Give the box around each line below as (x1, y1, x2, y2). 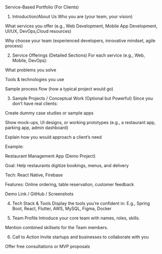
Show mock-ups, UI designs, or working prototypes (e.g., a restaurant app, (5, 120, 156, 125)
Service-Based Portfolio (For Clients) (5, 4, 79, 10)
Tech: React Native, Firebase (5, 172, 63, 178)
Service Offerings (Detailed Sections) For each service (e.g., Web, (12, 52, 145, 58)
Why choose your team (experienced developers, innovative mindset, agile (5, 38, 156, 43)
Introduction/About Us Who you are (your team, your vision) (12, 14, 133, 19)
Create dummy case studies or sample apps (5, 110, 94, 116)
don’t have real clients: (12, 101, 58, 106)
